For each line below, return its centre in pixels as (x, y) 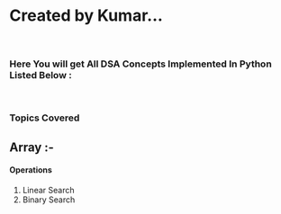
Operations (31, 170)
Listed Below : (41, 75)
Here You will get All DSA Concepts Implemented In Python (140, 64)
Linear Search (48, 190)
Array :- (32, 147)
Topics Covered (45, 118)
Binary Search (49, 200)
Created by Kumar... (86, 16)
